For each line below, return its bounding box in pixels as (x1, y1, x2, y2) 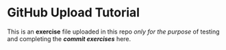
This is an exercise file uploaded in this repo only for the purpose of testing (7, 27, 221, 36)
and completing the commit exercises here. (7, 34, 131, 42)
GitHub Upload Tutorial (7, 5, 140, 21)
